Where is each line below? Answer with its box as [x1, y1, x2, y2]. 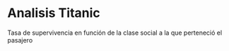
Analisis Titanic [7, 5, 100, 21]
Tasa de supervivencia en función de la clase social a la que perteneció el [7, 28, 223, 37]
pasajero [7, 35, 33, 44]
